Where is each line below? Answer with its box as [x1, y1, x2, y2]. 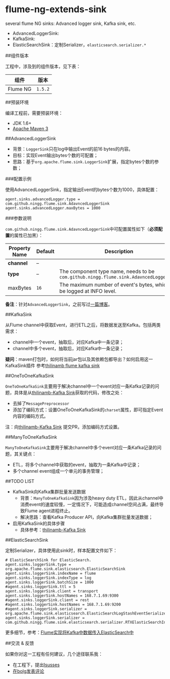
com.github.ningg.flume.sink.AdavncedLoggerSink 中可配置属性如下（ [5, 226, 150, 232]
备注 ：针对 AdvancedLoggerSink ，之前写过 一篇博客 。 [5, 301, 113, 307]
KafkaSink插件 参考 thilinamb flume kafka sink [5, 362, 100, 368]
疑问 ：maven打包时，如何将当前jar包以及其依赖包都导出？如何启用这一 [5, 356, 153, 362]
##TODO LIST [5, 478, 34, 484]
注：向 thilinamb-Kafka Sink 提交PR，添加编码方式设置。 [5, 423, 122, 430]
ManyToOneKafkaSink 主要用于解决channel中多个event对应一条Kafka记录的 [5, 444, 157, 450]
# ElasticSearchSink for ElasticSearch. [5, 558, 92, 563]
